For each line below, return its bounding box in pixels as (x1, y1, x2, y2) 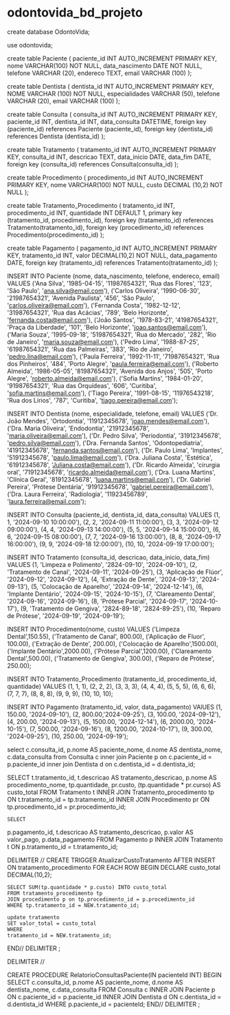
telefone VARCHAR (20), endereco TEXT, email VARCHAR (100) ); (7, 69, 192, 77)
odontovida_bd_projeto (7, 5, 143, 21)
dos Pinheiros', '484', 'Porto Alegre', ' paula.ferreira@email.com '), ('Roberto (7, 359, 218, 367)
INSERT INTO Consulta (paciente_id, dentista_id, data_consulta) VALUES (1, (7, 511, 221, 519)
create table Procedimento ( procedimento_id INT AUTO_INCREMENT (7, 173, 204, 182)
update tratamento (7, 914, 60, 921)
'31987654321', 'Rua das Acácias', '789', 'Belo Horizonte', (7, 308, 170, 317)
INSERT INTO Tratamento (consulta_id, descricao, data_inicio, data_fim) (7, 553, 210, 562)
